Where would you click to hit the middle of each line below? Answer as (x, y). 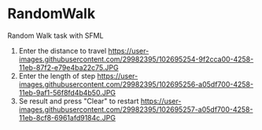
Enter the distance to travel (63, 50)
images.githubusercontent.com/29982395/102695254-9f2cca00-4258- (136, 59)
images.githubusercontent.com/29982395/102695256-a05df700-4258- (136, 84)
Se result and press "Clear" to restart (79, 101)
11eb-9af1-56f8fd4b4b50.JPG (67, 92)
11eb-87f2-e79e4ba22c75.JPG (68, 67)
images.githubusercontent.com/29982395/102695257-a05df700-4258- (136, 109)
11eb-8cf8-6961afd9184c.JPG (67, 117)
